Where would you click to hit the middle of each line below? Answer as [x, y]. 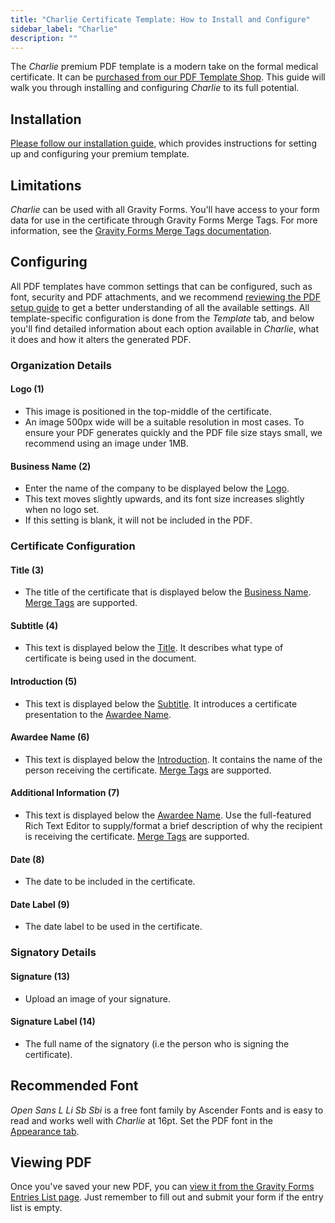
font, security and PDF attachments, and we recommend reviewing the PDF [165, 297]
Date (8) [27, 859]
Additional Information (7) [65, 793]
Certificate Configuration [73, 546]
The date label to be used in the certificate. [113, 927]
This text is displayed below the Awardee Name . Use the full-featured [168, 815]
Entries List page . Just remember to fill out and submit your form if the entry [167, 1197]
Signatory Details [53, 953]
